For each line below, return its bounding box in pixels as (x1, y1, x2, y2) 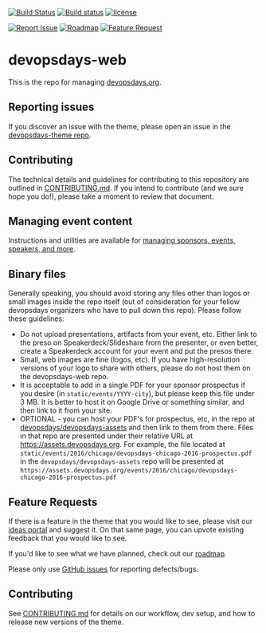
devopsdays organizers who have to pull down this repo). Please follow (8, 306, 242, 315)
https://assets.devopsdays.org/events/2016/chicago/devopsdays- (19, 467, 238, 475)
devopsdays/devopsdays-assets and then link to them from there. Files (19, 423, 253, 433)
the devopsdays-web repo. (19, 372, 109, 382)
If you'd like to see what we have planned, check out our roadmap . (8, 549, 227, 558)
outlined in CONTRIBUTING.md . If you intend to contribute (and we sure (8, 183, 244, 192)
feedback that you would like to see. (8, 533, 127, 543)
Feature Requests (8, 495, 98, 508)
